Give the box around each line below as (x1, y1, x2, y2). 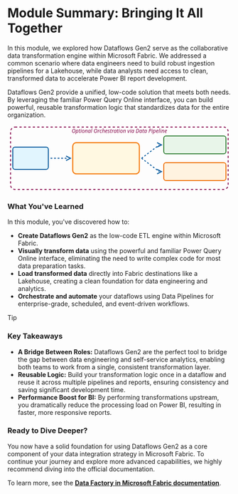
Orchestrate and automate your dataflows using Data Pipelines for (17, 292, 215, 301)
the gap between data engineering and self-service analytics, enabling (17, 355, 225, 364)
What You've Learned (7, 201, 84, 211)
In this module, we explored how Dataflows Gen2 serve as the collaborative (7, 43, 229, 52)
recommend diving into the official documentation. (7, 465, 155, 473)
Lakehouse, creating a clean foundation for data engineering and (17, 277, 208, 286)
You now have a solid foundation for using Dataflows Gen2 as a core (7, 442, 208, 451)
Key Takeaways (7, 331, 63, 341)
